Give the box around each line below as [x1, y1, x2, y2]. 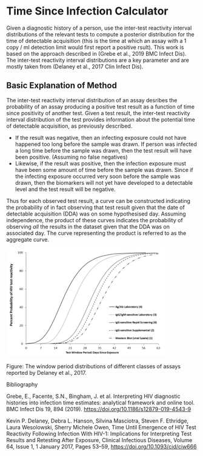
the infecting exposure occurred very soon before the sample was [15, 173, 181, 180]
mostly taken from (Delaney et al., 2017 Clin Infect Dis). [6, 62, 144, 70]
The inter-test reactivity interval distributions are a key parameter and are [6, 56, 190, 64]
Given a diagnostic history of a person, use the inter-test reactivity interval [6, 24, 192, 31]
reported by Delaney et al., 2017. [6, 369, 87, 376]
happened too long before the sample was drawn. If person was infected [15, 140, 197, 148]
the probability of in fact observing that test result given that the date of [6, 203, 185, 211]
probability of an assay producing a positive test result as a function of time [6, 103, 195, 110]
